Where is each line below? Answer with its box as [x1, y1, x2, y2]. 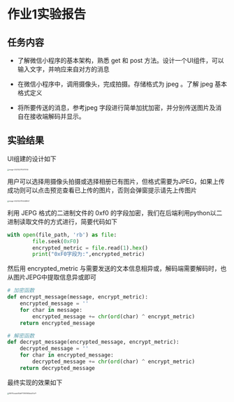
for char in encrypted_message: [20, 352, 114, 359]
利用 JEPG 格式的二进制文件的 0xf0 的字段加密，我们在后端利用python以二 [7, 208, 223, 217]
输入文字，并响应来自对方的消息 [17, 65, 110, 73]
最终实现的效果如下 [7, 378, 63, 387]
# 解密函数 [7, 332, 35, 339]
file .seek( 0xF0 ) [32, 238, 80, 245]
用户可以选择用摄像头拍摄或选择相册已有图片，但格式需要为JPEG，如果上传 [7, 177, 225, 185]
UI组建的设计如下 [7, 155, 57, 163]
